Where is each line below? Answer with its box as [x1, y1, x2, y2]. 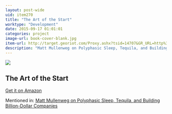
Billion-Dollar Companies [5, 103, 58, 109]
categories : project [5, 31, 50, 36]
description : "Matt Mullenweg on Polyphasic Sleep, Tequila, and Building [5, 45, 168, 51]
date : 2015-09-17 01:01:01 [5, 27, 63, 32]
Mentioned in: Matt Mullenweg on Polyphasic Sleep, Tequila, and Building [5, 98, 160, 104]
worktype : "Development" [5, 21, 58, 27]
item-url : [5, 41, 27, 46]
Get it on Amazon [5, 87, 42, 94]
